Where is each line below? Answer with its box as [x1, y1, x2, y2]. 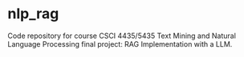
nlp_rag [7, 5, 59, 23]
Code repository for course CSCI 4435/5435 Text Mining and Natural [7, 31, 236, 40]
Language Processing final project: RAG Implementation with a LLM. [7, 39, 233, 48]
